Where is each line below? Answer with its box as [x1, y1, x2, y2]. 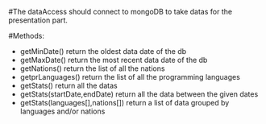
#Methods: [8, 31, 44, 40]
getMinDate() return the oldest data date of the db [19, 47, 187, 56]
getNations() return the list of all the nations [19, 64, 165, 73]
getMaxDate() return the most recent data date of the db [19, 56, 208, 64]
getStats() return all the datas [19, 81, 118, 90]
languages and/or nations [19, 106, 106, 116]
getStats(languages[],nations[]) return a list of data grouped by [19, 98, 230, 107]
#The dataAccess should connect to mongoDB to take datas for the [8, 7, 232, 16]
